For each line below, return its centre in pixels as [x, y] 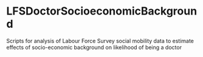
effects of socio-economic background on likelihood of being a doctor [94, 47]
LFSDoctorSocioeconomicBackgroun [102, 11]
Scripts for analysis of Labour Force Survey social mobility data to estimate [100, 41]
